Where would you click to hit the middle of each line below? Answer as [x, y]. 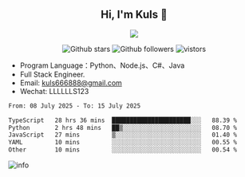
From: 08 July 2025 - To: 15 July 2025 [75, 106]
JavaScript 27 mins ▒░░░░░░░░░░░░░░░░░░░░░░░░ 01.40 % [123, 135]
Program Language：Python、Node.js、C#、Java [102, 65]
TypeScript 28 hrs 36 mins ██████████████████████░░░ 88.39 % [123, 120]
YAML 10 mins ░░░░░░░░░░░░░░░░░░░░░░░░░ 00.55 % [123, 143]
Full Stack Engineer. [52, 74]
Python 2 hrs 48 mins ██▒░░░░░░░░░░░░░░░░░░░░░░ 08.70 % [123, 128]
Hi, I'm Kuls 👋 [134, 15]
